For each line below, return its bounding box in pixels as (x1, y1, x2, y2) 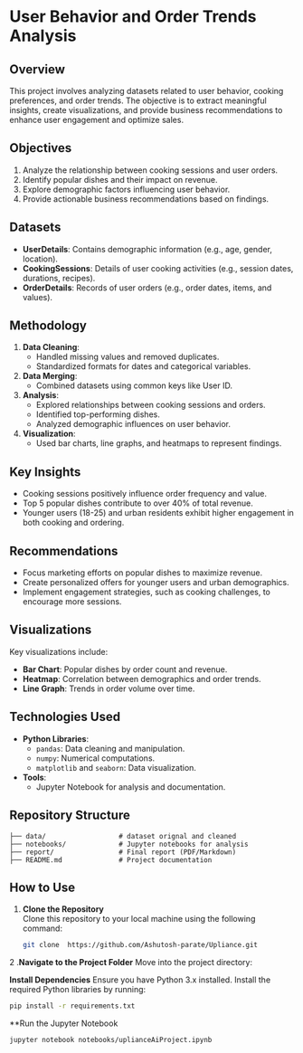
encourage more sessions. (22, 596, 122, 607)
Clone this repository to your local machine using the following (22, 914, 256, 925)
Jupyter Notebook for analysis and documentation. (35, 781, 226, 792)
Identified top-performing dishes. (35, 409, 160, 420)
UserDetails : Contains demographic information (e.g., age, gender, (22, 243, 273, 254)
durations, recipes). (22, 272, 96, 283)
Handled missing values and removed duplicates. (35, 351, 220, 363)
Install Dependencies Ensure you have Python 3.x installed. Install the (9, 974, 271, 985)
